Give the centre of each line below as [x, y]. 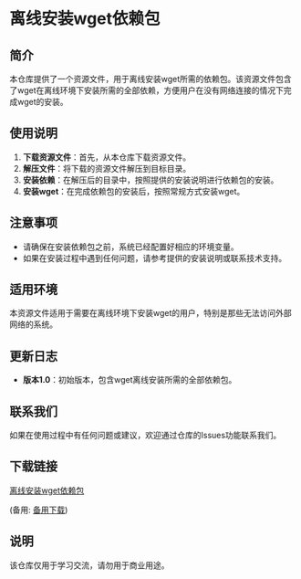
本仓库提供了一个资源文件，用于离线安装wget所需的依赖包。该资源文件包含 [150, 79]
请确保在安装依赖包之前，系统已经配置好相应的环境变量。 [130, 247]
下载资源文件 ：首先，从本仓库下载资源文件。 [107, 157]
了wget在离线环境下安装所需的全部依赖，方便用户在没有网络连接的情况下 [147, 90]
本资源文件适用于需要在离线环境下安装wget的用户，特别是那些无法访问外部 [150, 313]
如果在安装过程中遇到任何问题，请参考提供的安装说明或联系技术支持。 [155, 258]
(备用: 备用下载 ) [39, 510]
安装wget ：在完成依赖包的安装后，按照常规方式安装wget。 [134, 191]
